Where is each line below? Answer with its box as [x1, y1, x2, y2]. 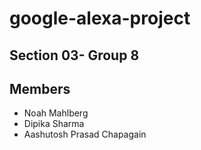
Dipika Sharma [23, 118, 85, 130]
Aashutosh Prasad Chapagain [23, 128, 147, 141]
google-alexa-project [9, 7, 191, 30]
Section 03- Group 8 [9, 47, 140, 64]
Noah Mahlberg [23, 107, 89, 119]
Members [9, 80, 71, 97]
